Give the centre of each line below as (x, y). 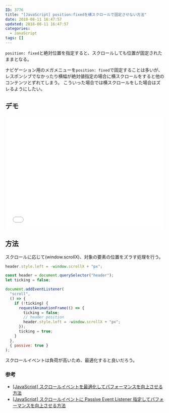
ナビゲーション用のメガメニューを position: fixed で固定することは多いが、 (84, 70)
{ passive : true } (29, 346)
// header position (44, 317)
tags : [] (14, 38)
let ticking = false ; (28, 280)
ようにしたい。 (30, 89)
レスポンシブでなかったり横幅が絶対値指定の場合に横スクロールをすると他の (85, 76)
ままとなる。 (18, 59)
